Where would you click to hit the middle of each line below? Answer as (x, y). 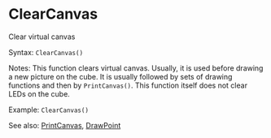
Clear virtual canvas (42, 37)
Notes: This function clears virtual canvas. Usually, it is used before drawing (136, 68)
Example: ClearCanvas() (49, 110)
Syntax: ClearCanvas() (46, 52)
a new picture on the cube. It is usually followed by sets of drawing (120, 76)
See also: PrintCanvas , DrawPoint (65, 125)
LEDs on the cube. (39, 93)
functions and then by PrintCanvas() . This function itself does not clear (128, 85)
